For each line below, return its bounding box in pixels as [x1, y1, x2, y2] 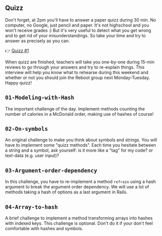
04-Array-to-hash [5, 203, 58, 210]
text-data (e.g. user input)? [5, 153, 59, 158]
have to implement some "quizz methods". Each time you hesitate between [5, 142, 157, 148]
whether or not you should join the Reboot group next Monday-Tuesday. [5, 75, 150, 80]
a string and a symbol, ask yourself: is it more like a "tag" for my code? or [5, 147, 153, 154]
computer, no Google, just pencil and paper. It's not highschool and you [5, 22, 149, 28]
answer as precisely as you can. [5, 38, 70, 44]
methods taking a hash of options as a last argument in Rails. [5, 189, 128, 195]
